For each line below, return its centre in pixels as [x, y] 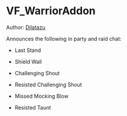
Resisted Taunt [33, 107]
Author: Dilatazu [26, 27]
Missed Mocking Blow [42, 96]
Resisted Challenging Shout [48, 85]
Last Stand [28, 50]
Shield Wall [28, 62]
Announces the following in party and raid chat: [64, 38]
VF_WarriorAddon [51, 11]
